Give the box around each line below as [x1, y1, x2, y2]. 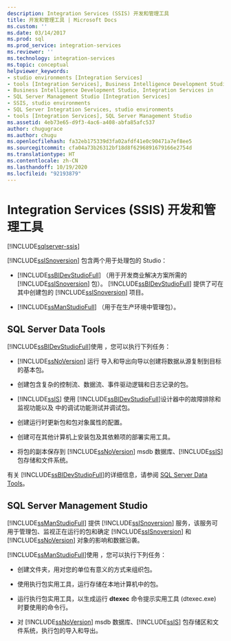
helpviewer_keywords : [7, 67, 69, 74]
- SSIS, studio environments [7, 100, 91, 107]
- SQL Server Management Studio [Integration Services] [7, 94, 170, 101]
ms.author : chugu [7, 132, 57, 138]
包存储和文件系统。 [16, 456, 72, 465]
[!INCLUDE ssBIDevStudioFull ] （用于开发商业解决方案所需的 [16, 271, 187, 280]
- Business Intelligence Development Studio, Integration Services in [7, 87, 214, 94]
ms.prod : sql [7, 36, 45, 43]
